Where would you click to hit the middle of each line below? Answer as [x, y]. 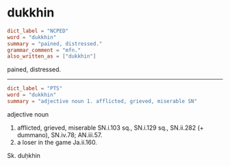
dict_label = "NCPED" [38, 31]
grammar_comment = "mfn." [44, 50]
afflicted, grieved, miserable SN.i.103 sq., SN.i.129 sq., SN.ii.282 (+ [110, 128]
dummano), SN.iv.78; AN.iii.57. [60, 134]
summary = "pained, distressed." [55, 44]
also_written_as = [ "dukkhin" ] [52, 56]
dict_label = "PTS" [35, 88]
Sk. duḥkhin [24, 155]
